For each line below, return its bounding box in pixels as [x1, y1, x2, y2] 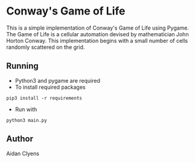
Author [6, 134, 33, 144]
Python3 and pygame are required [14, 77, 101, 84]
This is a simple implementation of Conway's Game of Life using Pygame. [6, 24, 189, 31]
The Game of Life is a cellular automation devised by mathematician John [6, 30, 189, 37]
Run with [14, 106, 37, 113]
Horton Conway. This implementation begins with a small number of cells [6, 37, 188, 44]
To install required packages [14, 83, 86, 91]
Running [6, 61, 39, 71]
